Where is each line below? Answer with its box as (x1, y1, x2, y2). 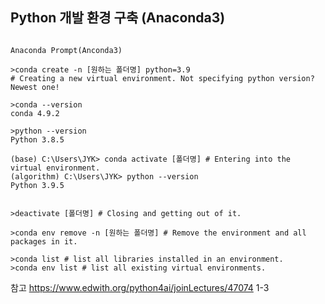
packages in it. (10, 236, 78, 247)
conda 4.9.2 (10, 108, 60, 118)
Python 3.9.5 (10, 180, 65, 190)
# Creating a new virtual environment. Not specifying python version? (10, 73, 315, 83)
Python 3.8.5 (10, 134, 65, 145)
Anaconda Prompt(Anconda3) (10, 45, 123, 55)
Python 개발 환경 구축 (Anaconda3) (10, 9, 226, 27)
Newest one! (10, 82, 60, 92)
